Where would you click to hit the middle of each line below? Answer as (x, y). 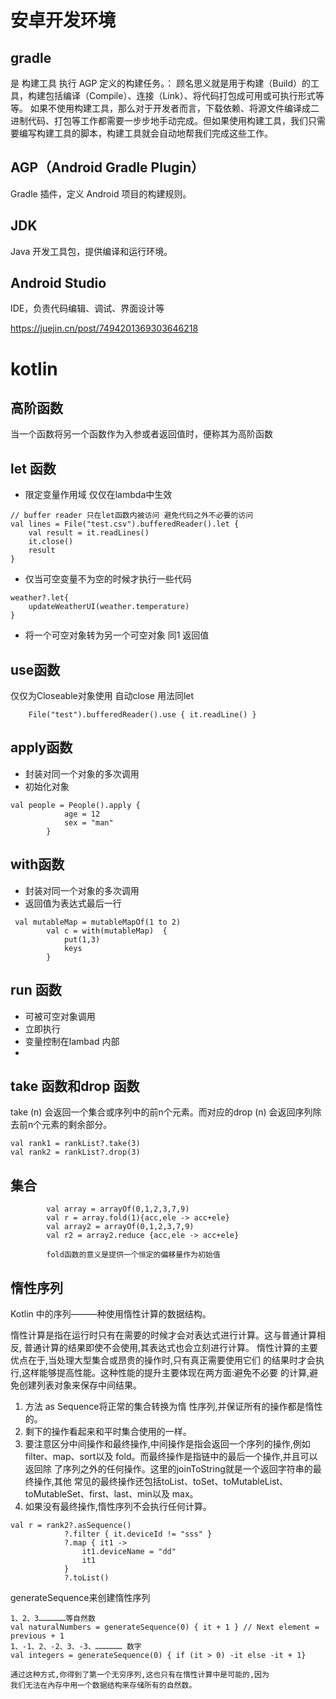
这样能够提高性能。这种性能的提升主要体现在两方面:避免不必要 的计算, (165, 1372)
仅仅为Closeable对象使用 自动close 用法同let (102, 696)
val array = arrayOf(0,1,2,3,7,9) (118, 1209)
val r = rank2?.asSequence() (71, 1525)
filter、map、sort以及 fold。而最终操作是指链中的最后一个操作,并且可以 (171, 1456)
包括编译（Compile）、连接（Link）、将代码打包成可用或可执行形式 (180, 95)
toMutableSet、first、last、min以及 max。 (111, 1493)
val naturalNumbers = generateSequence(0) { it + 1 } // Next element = (165, 1627)
